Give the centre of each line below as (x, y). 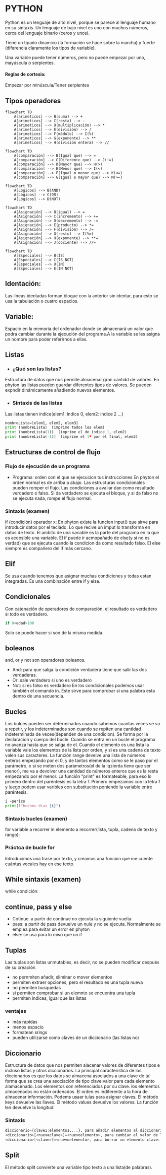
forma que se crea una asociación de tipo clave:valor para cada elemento (80, 1081)
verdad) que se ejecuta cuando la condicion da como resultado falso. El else (83, 543)
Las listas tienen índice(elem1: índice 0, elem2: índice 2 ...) (64, 414)
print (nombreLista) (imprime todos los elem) (55, 427)
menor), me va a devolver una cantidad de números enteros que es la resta (82, 771)
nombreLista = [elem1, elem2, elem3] (42, 423)
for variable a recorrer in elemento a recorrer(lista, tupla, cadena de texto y (81, 829)
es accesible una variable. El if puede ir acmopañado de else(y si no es (77, 538)
